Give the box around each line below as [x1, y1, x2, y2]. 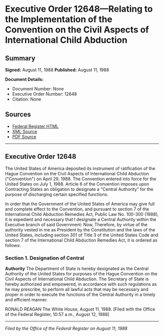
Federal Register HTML [12, 123, 59, 129]
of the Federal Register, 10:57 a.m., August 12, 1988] [5, 311, 110, 317]
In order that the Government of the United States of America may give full [5, 201, 155, 207]
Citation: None [12, 96, 41, 102]
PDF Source [12, 133, 37, 140]
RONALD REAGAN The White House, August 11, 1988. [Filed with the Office [5, 306, 155, 312]
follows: [5, 242, 21, 248]
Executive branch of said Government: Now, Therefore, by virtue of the [5, 221, 148, 228]
